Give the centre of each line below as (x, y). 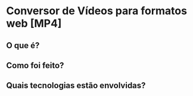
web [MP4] (34, 23)
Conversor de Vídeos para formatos (97, 11)
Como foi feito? (35, 65)
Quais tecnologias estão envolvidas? (76, 86)
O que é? (23, 45)
